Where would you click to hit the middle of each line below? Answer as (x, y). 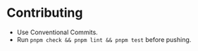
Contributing (45, 13)
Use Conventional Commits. (57, 32)
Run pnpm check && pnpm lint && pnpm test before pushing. (104, 39)
